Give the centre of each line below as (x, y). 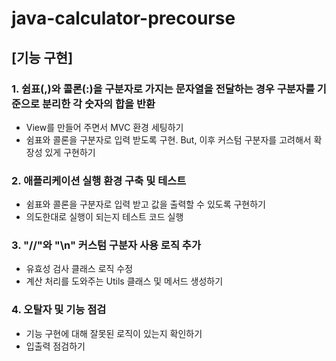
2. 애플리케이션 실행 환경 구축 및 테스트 (99, 180)
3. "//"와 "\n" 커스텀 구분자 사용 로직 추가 (106, 245)
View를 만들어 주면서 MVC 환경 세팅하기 (104, 127)
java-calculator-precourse (123, 18)
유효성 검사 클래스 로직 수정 (79, 269)
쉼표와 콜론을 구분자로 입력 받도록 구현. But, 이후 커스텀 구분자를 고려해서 (168, 139)
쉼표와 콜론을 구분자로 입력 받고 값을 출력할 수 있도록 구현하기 (145, 204)
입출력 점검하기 (55, 346)
